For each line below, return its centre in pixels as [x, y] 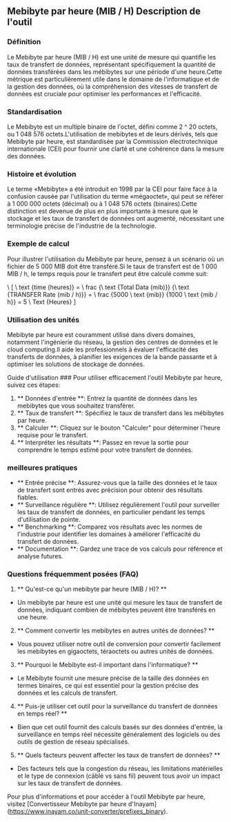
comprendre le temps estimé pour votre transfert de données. [105, 450]
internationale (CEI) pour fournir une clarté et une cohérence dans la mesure [115, 149]
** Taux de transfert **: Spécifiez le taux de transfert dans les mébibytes [120, 413]
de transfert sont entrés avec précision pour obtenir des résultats [110, 490]
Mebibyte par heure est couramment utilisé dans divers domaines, [101, 334]
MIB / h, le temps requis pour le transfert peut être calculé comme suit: [108, 273]
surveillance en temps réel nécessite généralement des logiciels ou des [119, 734]
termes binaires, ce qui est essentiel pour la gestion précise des [108, 686]
